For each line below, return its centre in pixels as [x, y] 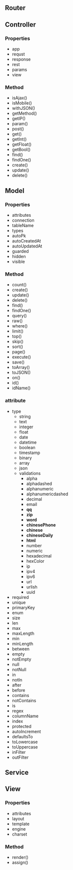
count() [19, 285]
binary [25, 458]
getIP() [19, 119]
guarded [20, 251]
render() [20, 857]
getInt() [19, 139]
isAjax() [19, 98]
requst [18, 54]
